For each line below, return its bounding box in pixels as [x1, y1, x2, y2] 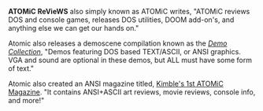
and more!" [8, 96, 45, 105]
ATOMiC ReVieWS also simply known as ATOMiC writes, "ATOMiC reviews [8, 7, 250, 16]
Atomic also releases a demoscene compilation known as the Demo [8, 39, 228, 48]
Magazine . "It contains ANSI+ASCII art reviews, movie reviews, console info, [8, 87, 256, 97]
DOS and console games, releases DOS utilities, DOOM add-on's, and [8, 15, 235, 24]
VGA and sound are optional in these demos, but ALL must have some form [8, 55, 252, 65]
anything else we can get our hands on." [8, 24, 139, 32]
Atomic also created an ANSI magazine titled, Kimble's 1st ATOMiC [8, 79, 224, 88]
